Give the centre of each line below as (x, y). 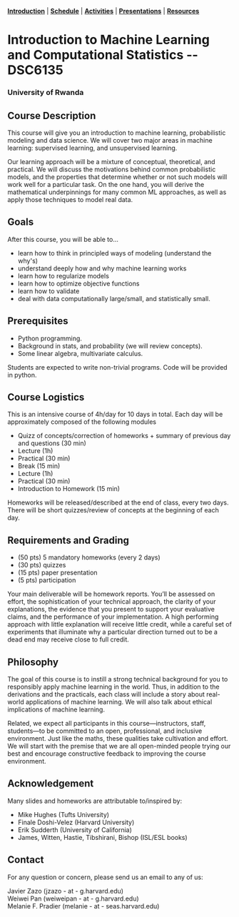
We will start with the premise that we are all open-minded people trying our (119, 746)
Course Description (52, 115)
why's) (27, 260)
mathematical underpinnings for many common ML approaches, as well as (117, 192)
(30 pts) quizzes (42, 565)
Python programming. (50, 338)
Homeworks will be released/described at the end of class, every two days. (118, 502)
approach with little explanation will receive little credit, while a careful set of (119, 624)
